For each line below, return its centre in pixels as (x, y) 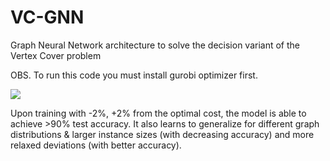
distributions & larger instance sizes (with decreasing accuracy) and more (162, 134)
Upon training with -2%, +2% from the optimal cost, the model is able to (158, 113)
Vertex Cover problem (56, 55)
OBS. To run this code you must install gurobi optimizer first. (134, 75)
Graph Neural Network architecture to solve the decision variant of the (155, 45)
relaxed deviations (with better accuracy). (96, 145)
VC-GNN (47, 17)
